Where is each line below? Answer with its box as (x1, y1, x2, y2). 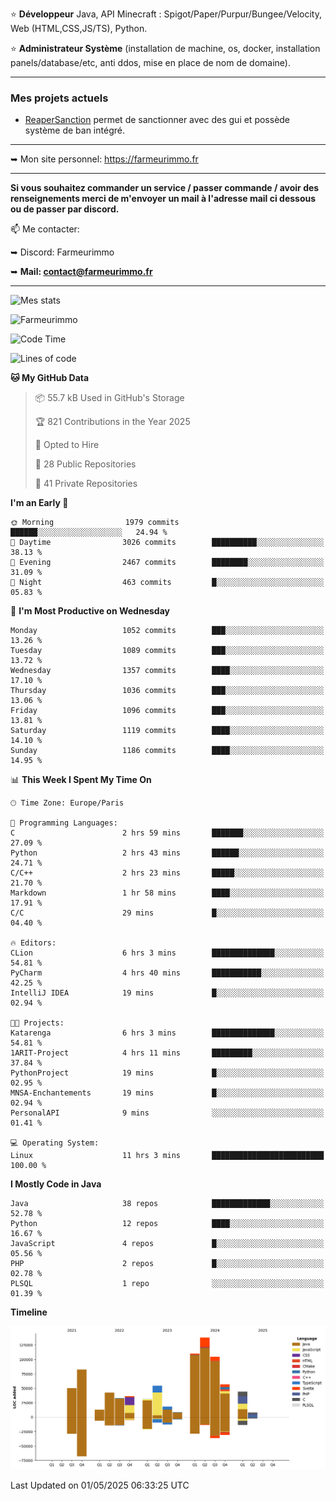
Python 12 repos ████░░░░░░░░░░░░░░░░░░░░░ (10, 1219, 325, 1229)
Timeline (10, 1306, 48, 1318)
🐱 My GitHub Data (10, 372, 90, 384)
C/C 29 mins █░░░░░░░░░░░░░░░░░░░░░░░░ (10, 908, 325, 918)
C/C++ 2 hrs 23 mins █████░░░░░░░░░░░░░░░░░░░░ (10, 868, 325, 878)
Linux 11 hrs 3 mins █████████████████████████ (10, 1151, 325, 1161)
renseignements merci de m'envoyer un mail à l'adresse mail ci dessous (10, 193, 317, 205)
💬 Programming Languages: (10, 818, 118, 828)
